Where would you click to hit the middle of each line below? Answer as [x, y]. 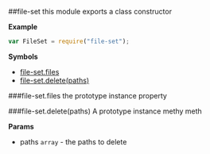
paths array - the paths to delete [73, 141]
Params [21, 126]
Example [23, 27]
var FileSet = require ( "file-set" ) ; [69, 41]
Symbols [23, 56]
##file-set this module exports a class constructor [90, 12]
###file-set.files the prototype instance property [87, 95]
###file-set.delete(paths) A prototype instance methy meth [105, 111]
